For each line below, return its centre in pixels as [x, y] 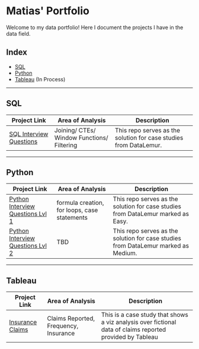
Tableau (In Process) [40, 79]
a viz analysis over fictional [139, 322]
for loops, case [77, 210]
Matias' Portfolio [48, 11]
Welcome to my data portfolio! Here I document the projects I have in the [95, 27]
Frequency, [63, 326]
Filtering [66, 145]
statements [72, 218]
